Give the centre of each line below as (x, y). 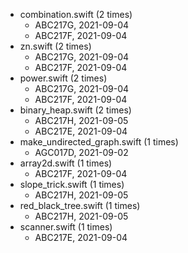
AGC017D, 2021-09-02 (81, 152)
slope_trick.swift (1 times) (72, 184)
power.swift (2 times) (63, 78)
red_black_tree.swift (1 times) (80, 205)
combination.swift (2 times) (76, 14)
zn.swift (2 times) (55, 46)
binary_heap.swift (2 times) (75, 110)
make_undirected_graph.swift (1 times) (99, 142)
